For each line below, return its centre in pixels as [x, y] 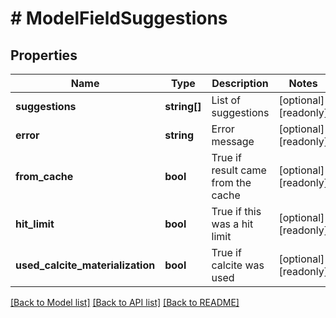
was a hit [232, 224]
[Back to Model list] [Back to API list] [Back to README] [125, 302]
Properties [44, 55]
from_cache [44, 176]
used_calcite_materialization [85, 265]
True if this [236, 211]
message [233, 141]
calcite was [238, 265]
